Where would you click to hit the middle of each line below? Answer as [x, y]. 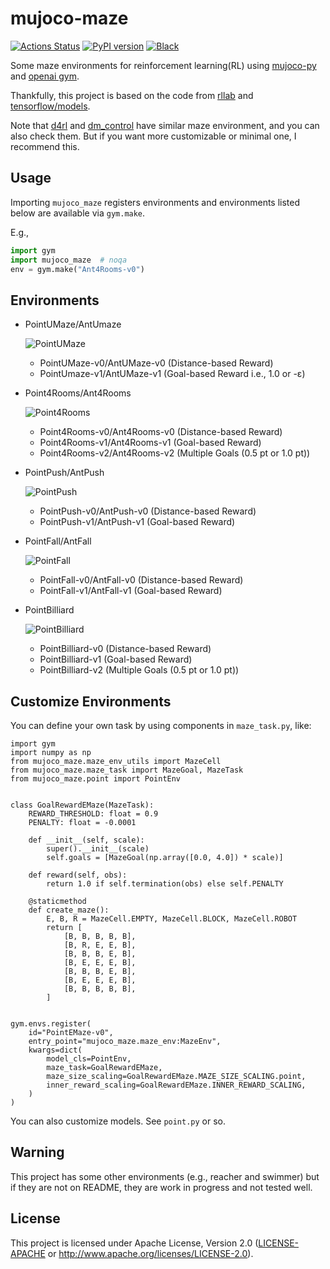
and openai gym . [45, 76]
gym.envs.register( [51, 1024]
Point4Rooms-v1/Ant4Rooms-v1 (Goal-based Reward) [150, 443]
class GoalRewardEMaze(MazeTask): [82, 805]
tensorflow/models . [50, 106]
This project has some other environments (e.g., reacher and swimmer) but [165, 1176]
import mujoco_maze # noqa [69, 260]
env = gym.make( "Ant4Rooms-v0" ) [77, 269]
